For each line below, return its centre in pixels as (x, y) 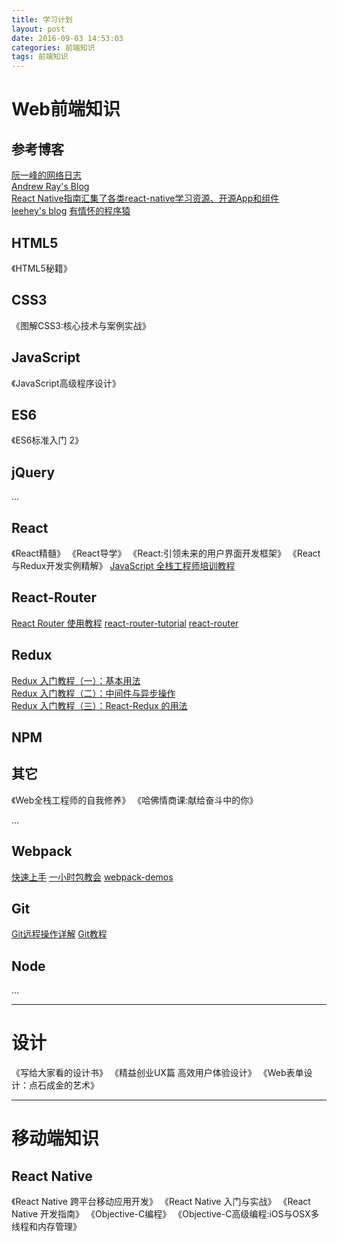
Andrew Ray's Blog (50, 187)
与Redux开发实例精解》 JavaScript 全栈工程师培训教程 (123, 565)
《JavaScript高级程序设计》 (66, 383)
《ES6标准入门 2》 (47, 440)
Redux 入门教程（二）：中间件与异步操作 (93, 693)
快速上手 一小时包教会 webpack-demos (92, 877)
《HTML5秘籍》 (42, 268)
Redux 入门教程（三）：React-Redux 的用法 (99, 705)
